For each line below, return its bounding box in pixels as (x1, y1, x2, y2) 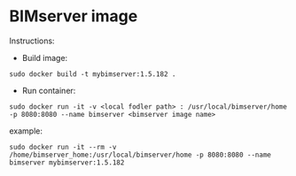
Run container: (21, 85, 76, 96)
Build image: (21, 52, 68, 63)
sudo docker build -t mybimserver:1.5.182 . (9, 69, 176, 79)
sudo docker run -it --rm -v (9, 142, 117, 151)
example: (9, 126, 43, 136)
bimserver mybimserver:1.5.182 (9, 157, 125, 167)
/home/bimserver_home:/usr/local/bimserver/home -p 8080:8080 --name (9, 150, 272, 159)
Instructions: (9, 35, 55, 46)
